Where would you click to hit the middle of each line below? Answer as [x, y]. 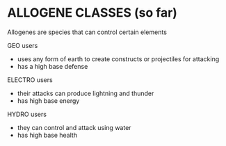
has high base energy [48, 100]
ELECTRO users [30, 80]
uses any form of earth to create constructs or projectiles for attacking [118, 59]
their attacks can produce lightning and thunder [86, 93]
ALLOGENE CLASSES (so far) [92, 13]
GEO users [23, 45]
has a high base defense [53, 66]
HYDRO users [27, 114]
